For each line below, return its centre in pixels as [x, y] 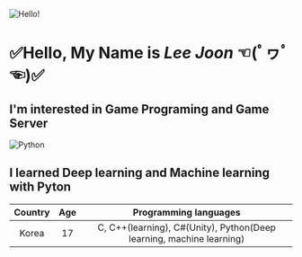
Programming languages [187, 212]
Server [29, 123]
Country [32, 212]
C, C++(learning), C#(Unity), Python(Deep [187, 227]
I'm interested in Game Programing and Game [139, 109]
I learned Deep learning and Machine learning [140, 173]
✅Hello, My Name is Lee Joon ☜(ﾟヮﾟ [149, 53]
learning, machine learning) [187, 238]
